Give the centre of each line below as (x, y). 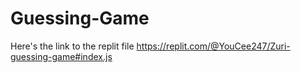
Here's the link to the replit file (72, 46)
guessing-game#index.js (61, 56)
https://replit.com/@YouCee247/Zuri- (213, 46)
